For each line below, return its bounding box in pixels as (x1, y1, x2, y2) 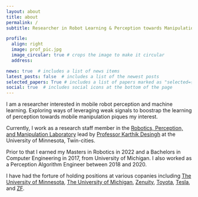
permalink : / (6, 19, 38, 25)
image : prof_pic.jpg (11, 46, 62, 53)
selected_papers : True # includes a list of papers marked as (6, 79, 162, 85)
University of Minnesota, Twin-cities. (6, 137, 95, 144)
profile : (6, 36, 28, 42)
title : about (6, 14, 38, 20)
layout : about (6, 8, 41, 15)
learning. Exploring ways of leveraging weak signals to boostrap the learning (6, 107, 192, 114)
